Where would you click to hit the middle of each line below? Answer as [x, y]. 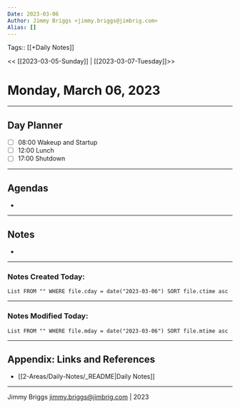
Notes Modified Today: [48, 316]
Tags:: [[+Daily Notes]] [41, 48]
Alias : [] [22, 27]
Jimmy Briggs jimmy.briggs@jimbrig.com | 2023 [78, 397]
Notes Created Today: [46, 277]
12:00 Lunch [36, 151]
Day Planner [35, 125]
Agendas [28, 188]
